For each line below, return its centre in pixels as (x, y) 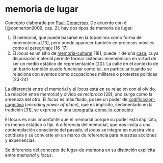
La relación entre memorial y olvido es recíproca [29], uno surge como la (79, 94)
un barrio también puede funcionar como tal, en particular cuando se (82, 69)
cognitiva (14, 104)
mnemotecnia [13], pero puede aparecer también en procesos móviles (83, 42)
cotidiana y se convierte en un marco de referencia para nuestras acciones (81, 135)
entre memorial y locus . (29, 155)
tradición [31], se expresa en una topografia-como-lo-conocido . (70, 110)
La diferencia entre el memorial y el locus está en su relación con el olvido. (81, 89)
